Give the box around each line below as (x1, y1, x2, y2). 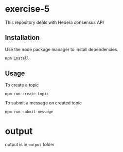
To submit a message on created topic (5, 100, 82, 106)
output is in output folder (5, 142, 55, 148)
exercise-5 (5, 3, 50, 15)
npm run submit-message (5, 109, 53, 115)
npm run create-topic (5, 91, 49, 97)
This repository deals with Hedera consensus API (5, 19, 104, 25)
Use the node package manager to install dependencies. (5, 46, 118, 52)
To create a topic (5, 82, 39, 88)
